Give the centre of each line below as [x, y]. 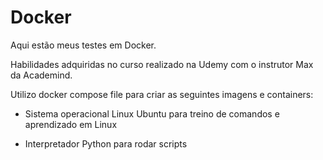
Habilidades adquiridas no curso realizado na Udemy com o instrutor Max [162, 64]
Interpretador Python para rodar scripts [106, 143]
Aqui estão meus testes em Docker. [83, 45]
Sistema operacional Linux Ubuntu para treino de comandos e [152, 113]
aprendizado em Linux [71, 124]
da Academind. [41, 75]
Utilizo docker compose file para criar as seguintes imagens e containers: [162, 94]
